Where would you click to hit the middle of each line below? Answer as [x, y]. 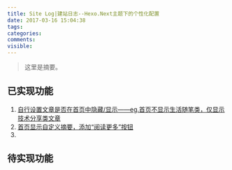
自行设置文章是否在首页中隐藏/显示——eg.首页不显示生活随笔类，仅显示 [121, 109]
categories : [24, 33]
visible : [20, 46]
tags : [15, 27]
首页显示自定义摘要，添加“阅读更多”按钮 [75, 127]
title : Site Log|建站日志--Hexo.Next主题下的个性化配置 [83, 14]
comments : [22, 40]
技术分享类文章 [39, 118]
